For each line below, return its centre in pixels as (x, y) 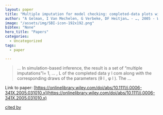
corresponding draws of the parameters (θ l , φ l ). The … (74, 78)
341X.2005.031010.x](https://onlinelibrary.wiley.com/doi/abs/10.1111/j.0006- (80, 93)
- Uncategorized (26, 41)
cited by (13, 107)
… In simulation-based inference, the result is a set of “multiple (80, 68)
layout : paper (19, 9)
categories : (17, 37)
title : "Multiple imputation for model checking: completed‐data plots (79, 14)
